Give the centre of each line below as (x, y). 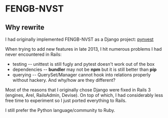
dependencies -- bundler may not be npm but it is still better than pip (85, 69)
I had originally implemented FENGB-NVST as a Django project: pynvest (79, 39)
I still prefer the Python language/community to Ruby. (60, 110)
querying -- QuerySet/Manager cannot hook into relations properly (81, 75)
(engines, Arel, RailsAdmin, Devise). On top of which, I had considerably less (84, 95)
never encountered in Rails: (33, 54)
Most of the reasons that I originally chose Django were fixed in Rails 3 (78, 90)
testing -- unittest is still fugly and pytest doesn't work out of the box (83, 64)
